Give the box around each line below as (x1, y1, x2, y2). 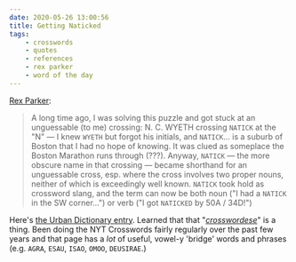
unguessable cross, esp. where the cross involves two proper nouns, (30, 169, 284, 179)
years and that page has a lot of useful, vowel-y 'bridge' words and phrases (9, 233, 287, 244)
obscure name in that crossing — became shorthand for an (30, 159, 247, 170)
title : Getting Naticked (9, 21, 101, 30)
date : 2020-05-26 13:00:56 (9, 12, 109, 22)
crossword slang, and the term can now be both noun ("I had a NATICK (30, 187, 287, 198)
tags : (9, 29, 29, 38)
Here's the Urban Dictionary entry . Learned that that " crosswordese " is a (9, 214, 276, 225)
